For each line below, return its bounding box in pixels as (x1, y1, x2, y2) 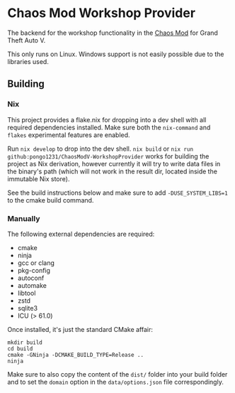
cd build (7, 345, 33, 352)
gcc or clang (17, 258, 55, 267)
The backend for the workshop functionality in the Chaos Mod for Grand (7, 28, 218, 37)
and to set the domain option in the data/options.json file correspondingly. (7, 377, 224, 386)
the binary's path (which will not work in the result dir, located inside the (7, 167, 218, 176)
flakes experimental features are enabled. (7, 130, 130, 139)
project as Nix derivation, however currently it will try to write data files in (7, 159, 221, 168)
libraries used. (7, 57, 50, 65)
